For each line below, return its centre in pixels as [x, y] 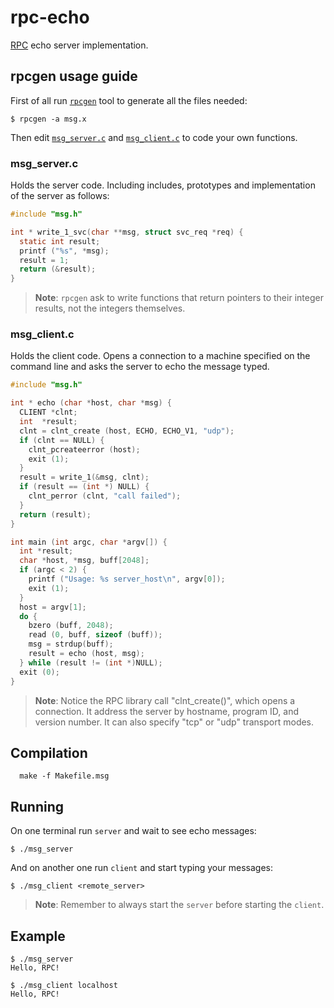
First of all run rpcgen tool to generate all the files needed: [129, 100]
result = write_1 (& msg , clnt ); [84, 477]
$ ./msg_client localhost [64, 986]
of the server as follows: [60, 196]
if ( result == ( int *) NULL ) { [84, 487]
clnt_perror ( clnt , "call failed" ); [105, 496]
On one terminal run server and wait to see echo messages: [133, 831]
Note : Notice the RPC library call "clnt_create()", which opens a [165, 700]
